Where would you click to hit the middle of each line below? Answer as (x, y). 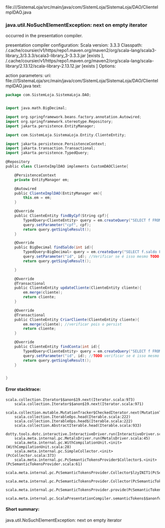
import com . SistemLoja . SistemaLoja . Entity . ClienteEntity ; (66, 135)
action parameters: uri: (28, 76)
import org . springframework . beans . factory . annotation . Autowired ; (73, 117)
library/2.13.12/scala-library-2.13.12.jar (43, 66)
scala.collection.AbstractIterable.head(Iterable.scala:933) (78, 425)
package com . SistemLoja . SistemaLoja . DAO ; (48, 95)
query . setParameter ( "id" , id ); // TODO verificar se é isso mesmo (91, 356)
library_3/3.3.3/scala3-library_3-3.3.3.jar (46, 55)
